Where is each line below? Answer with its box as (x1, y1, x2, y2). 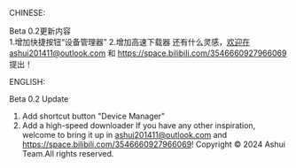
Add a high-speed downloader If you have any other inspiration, (21, 120, 256, 131)
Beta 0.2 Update (9, 94, 69, 104)
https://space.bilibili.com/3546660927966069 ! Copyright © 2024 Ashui (21, 139, 286, 149)
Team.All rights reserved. (21, 149, 114, 158)
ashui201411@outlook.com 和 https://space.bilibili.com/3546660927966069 (9, 48, 287, 58)
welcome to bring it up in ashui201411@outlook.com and (21, 130, 228, 140)
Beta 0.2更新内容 (9, 26, 71, 36)
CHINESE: (9, 8, 46, 18)
